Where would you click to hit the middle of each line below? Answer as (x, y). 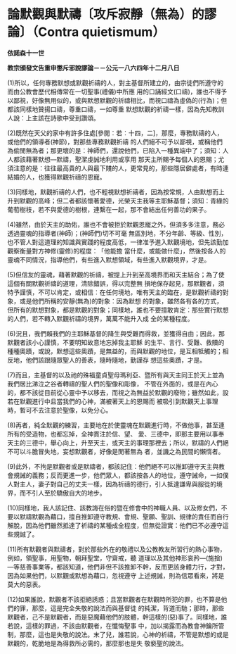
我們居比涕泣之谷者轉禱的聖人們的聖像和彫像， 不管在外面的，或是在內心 (113, 384)
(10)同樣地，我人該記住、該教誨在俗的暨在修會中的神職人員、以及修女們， (114, 508)
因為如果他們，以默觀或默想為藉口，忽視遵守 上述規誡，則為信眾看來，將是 (116, 575)
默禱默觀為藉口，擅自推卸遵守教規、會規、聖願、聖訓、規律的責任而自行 (124, 516)
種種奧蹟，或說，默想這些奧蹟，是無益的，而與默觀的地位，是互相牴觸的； (115, 351)
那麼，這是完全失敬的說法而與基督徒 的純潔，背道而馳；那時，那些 (128, 608)
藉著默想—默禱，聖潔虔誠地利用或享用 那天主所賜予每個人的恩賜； (122, 159)
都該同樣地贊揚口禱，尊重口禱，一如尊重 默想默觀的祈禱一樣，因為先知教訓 (116, 109)
